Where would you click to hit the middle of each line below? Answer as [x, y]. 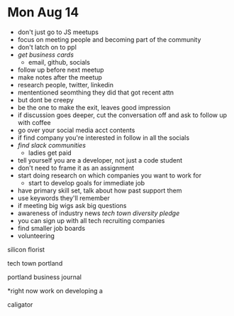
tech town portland [35, 263]
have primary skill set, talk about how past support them [100, 190]
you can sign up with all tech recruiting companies [91, 220]
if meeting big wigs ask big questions [72, 205]
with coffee [34, 122]
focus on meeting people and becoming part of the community [109, 39]
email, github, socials [59, 62]
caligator [20, 304]
